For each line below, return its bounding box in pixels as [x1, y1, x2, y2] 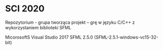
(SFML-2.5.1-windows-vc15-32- [94, 34, 159, 40]
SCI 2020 [5, 3, 45, 14]
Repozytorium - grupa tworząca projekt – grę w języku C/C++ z [5, 19, 135, 25]
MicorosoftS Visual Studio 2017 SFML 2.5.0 [5, 34, 93, 40]
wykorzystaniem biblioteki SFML [5, 24, 72, 30]
